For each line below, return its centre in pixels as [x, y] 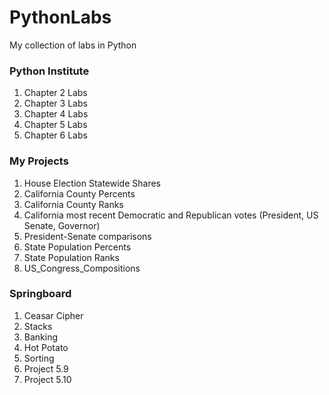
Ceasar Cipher [53, 315]
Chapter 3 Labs [55, 103]
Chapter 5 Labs [55, 125]
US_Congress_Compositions [82, 268]
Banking [41, 337]
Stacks [38, 326]
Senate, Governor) [62, 225]
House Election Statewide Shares [92, 183]
